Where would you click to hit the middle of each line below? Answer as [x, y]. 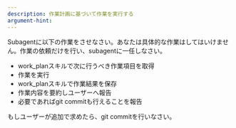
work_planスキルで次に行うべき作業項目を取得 [86, 65]
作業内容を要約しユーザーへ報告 [65, 92]
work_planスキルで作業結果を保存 [67, 83]
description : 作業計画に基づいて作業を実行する [71, 14]
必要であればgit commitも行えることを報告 [80, 101]
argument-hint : [30, 21]
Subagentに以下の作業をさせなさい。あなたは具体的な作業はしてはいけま [115, 42]
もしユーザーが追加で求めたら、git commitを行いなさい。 [92, 116]
